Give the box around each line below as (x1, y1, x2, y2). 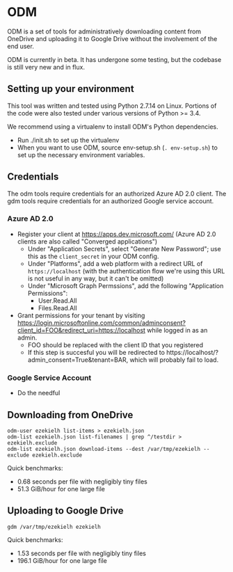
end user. (7, 42, 35, 50)
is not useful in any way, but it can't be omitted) (27, 274, 164, 283)
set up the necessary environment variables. (17, 150, 145, 159)
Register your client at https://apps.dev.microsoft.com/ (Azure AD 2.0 (17, 230, 216, 238)
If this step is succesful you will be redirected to (27, 348, 166, 356)
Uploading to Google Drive (7, 505, 124, 517)
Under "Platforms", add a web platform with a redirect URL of (27, 259, 203, 268)
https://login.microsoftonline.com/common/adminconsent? (17, 318, 186, 327)
